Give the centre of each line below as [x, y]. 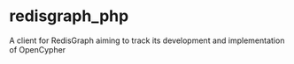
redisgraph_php [69, 16]
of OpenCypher [38, 49]
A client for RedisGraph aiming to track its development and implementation [147, 40]
